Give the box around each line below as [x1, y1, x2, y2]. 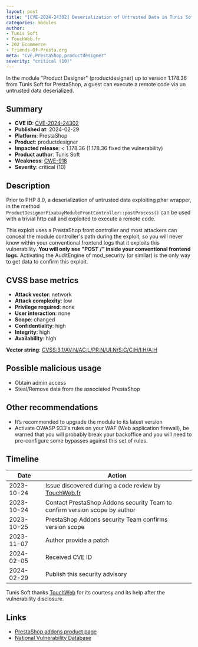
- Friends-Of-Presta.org [6, 47, 67, 53]
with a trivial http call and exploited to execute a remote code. [6, 215, 156, 222]
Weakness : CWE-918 [14, 157, 67, 164]
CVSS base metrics [6, 275, 79, 285]
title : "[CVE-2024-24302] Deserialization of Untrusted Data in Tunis [6, 14, 183, 20]
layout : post [6, 8, 38, 15]
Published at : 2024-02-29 [14, 126, 80, 133]
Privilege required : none [14, 303, 75, 310]
